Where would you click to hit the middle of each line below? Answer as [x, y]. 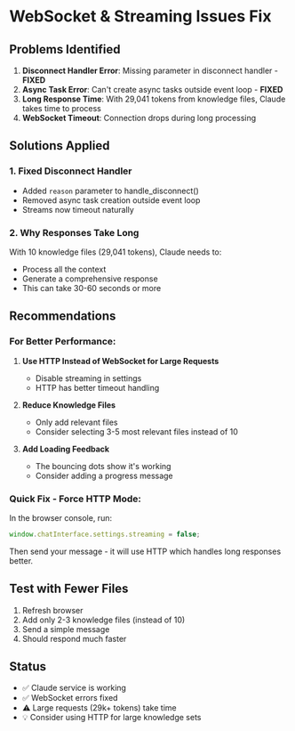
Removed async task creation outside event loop [111, 200]
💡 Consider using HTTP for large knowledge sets [112, 718]
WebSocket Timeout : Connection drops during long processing [139, 118]
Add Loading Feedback [65, 449]
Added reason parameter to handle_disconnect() [111, 191]
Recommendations [63, 317]
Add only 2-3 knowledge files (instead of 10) [104, 620]
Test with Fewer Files [69, 589]
